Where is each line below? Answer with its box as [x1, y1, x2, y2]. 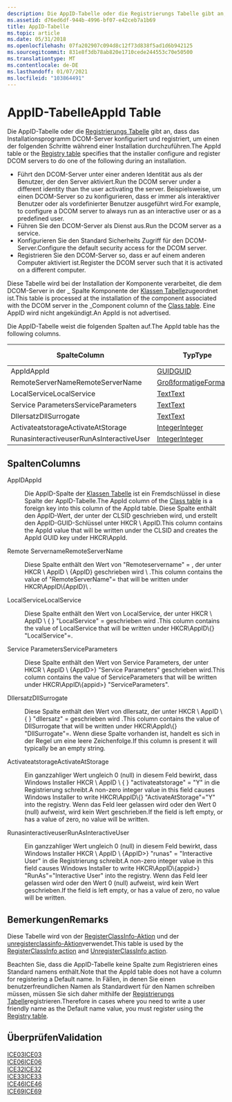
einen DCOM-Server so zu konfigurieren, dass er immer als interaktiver [17, 192, 220, 201]
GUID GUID [156, 367, 192, 376]
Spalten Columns [7, 457, 81, 469]
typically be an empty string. [24, 744, 106, 753]
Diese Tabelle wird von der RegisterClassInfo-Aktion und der [7, 932, 180, 940]
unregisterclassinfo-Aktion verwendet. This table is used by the [7, 939, 184, 947]
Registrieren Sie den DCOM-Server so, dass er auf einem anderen [17, 251, 206, 260]
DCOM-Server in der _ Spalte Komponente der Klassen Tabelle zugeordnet [7, 287, 218, 295]
